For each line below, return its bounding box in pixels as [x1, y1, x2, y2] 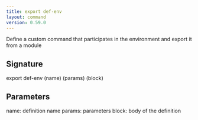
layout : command [6, 14, 46, 20]
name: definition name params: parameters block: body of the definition [6, 107, 181, 114]
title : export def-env [6, 8, 62, 15]
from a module [6, 42, 42, 49]
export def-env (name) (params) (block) [6, 75, 103, 82]
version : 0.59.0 [6, 19, 46, 25]
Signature [6, 59, 43, 69]
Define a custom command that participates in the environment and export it [6, 36, 192, 43]
